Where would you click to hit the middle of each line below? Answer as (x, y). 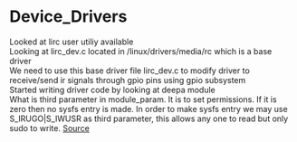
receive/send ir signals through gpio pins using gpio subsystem (128, 80)
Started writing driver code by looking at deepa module (112, 90)
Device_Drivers (68, 17)
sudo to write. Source (50, 128)
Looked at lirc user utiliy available (72, 42)
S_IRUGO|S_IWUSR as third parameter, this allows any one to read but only (149, 118)
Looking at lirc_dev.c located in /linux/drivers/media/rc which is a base (141, 51)
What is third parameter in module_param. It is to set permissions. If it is (144, 99)
